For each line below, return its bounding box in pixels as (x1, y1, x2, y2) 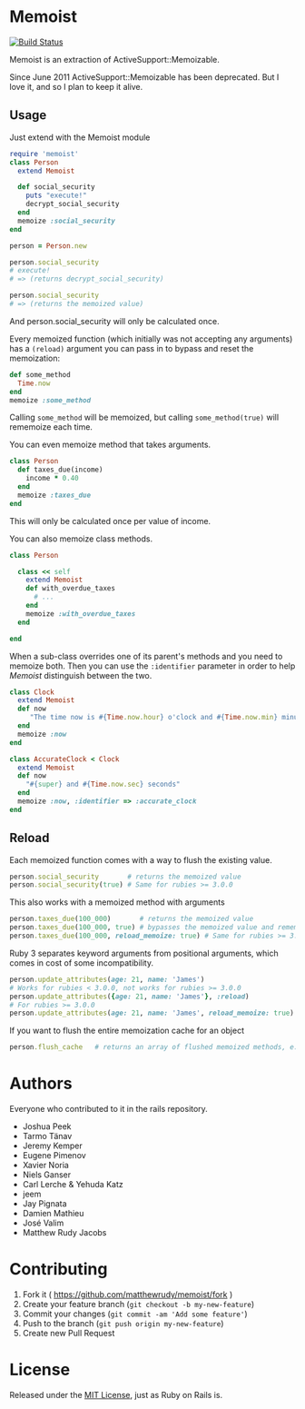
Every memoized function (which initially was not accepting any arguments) (9, 333, 293, 344)
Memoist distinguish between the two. (9, 670, 152, 680)
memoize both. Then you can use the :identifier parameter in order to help (9, 660, 296, 671)
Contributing (9, 1259, 108, 1280)
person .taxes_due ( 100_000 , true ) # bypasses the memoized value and (9, 923, 274, 932)
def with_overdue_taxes (25, 584, 116, 593)
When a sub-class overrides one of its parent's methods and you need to (9, 650, 283, 661)
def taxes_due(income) (17, 465, 103, 474)
